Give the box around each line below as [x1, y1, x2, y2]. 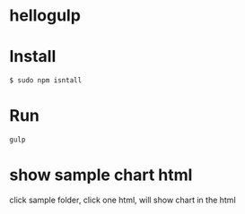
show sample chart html [9, 165, 193, 185]
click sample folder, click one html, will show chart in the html [9, 194, 236, 205]
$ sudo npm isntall [9, 76, 83, 85]
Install [9, 47, 57, 67]
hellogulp [9, 5, 81, 26]
